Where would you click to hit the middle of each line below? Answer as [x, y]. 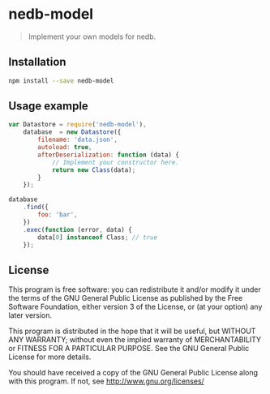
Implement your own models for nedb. [92, 36]
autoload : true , [65, 148]
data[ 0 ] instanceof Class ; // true [98, 237]
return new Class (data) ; [94, 170]
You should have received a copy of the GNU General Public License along [133, 373]
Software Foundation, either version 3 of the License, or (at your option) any [135, 307]
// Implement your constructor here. [116, 162]
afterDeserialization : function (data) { [109, 155]
